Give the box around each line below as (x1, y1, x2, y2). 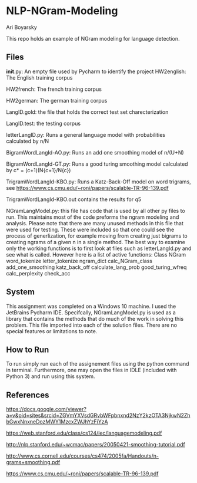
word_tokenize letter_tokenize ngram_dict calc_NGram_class (6, 257, 153, 264)
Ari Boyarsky (6, 24, 37, 31)
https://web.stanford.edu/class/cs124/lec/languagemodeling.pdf (6, 429, 162, 437)
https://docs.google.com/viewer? (6, 406, 87, 413)
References (6, 390, 49, 400)
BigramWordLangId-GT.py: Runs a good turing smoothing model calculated (6, 160, 188, 167)
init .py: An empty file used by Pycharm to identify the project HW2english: (6, 68, 186, 75)
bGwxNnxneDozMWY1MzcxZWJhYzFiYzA (6, 418, 108, 425)
